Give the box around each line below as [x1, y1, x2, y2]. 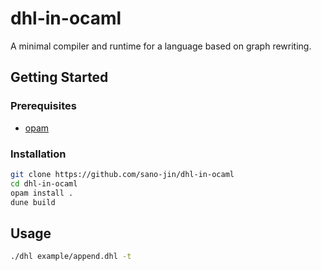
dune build [10, 197, 56, 207]
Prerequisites [10, 99, 77, 113]
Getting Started [10, 69, 109, 86]
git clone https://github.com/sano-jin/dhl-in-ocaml [10, 169, 235, 179]
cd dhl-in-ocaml [10, 178, 78, 189]
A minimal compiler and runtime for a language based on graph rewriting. [10, 40, 312, 52]
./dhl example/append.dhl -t [10, 252, 132, 262]
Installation [10, 147, 67, 161]
